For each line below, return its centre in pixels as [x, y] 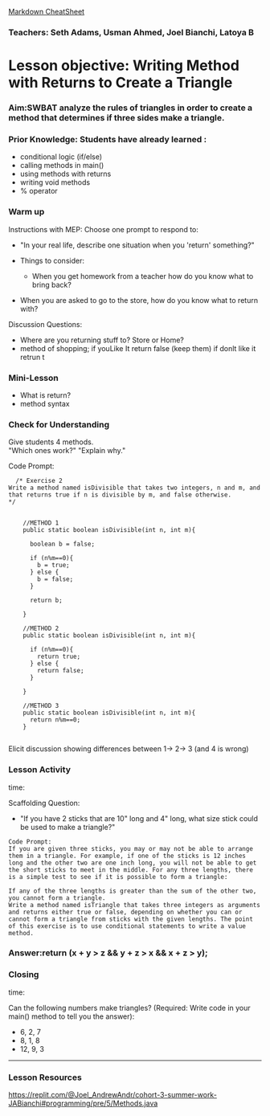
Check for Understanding [59, 424]
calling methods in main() [62, 166]
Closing [24, 975]
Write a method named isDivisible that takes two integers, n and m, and [135, 488]
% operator [39, 191]
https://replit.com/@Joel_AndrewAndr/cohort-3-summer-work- [112, 1095]
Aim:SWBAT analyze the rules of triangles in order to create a [131, 108]
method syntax [45, 403]
